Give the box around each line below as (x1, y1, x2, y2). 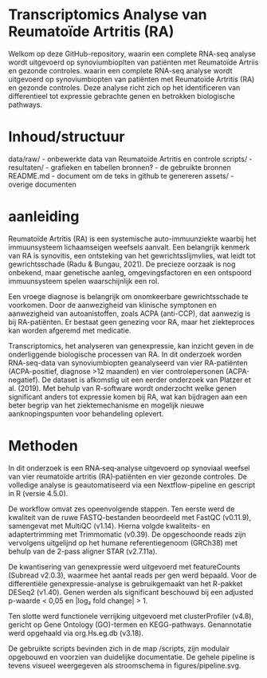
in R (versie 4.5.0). (8, 488, 69, 498)
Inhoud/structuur (8, 128, 125, 146)
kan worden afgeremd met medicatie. (8, 325, 132, 335)
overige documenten (8, 179, 77, 189)
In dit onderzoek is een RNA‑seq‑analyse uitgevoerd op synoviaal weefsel (8, 463, 250, 472)
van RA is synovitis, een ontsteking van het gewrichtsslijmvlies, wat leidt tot (8, 250, 256, 260)
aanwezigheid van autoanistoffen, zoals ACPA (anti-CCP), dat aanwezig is (8, 309, 251, 318)
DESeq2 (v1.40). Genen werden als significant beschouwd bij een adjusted (8, 587, 253, 597)
